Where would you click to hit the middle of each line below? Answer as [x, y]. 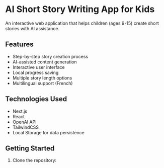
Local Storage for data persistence [48, 132]
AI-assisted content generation [45, 62]
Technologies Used [36, 99]
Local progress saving [35, 72]
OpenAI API [24, 122]
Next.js [20, 111]
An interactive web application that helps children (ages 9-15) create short [82, 23]
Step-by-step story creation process [50, 56]
